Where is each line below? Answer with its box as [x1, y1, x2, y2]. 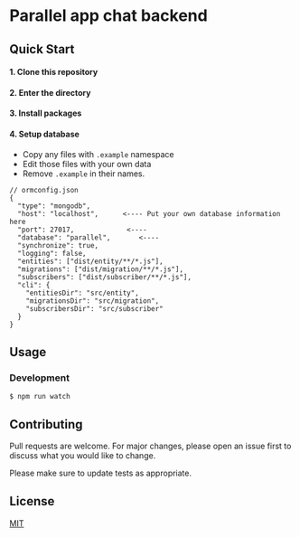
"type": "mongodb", [17, 201, 91, 211]
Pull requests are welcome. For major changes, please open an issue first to [9, 440, 292, 452]
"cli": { [17, 280, 51, 289]
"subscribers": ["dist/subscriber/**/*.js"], [17, 272, 192, 281]
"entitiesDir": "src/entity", [25, 288, 140, 297]
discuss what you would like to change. [9, 450, 156, 461]
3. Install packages [9, 108, 82, 118]
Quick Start [9, 42, 75, 57]
